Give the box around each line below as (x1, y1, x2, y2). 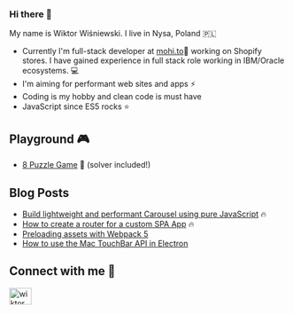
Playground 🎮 (9, 131, 90, 146)
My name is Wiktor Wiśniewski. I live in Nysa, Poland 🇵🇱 (9, 28, 217, 39)
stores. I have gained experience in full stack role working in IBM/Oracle (21, 55, 285, 66)
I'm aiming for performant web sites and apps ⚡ (21, 79, 197, 90)
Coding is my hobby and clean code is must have (21, 91, 202, 102)
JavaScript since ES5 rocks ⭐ (21, 101, 130, 112)
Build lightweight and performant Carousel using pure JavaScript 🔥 (21, 208, 267, 219)
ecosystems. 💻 (21, 66, 80, 76)
